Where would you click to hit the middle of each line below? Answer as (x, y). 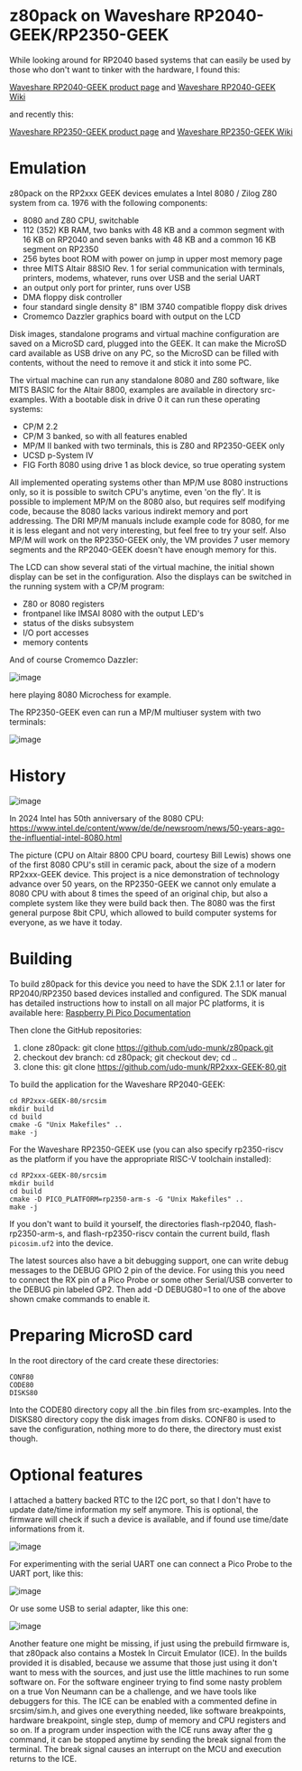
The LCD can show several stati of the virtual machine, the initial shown (142, 567)
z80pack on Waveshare (100, 16)
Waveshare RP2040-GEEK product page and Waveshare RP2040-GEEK (143, 87)
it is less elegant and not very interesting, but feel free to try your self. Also (148, 530)
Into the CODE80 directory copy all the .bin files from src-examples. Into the (151, 1410)
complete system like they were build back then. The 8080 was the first (142, 903)
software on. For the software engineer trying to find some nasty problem (146, 1682)
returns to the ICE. (43, 1758)
